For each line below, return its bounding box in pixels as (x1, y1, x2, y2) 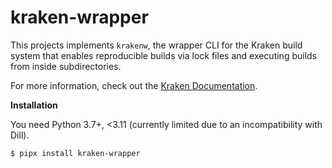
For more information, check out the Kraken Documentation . (10, 79, 258, 91)
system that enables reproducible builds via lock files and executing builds (10, 49, 318, 61)
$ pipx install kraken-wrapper (10, 148, 141, 158)
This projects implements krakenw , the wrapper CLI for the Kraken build (10, 39, 303, 51)
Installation (10, 99, 58, 111)
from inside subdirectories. (10, 60, 122, 72)
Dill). (10, 129, 30, 141)
